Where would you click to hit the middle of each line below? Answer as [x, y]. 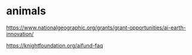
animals [26, 11]
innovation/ [20, 33]
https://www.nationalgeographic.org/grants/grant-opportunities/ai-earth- [96, 27]
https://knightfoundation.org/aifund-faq [55, 45]
